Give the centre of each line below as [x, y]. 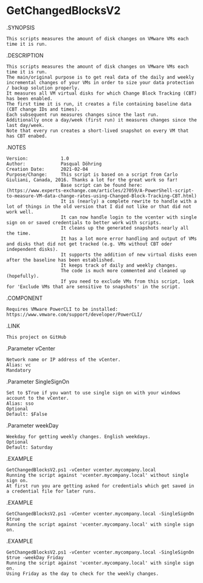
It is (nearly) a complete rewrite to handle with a [129, 201]
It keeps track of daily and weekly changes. [119, 265]
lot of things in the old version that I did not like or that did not [99, 206]
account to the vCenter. [38, 398]
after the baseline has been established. [61, 260]
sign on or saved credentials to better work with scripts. [84, 223]
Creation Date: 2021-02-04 [47, 169]
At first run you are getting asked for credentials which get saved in [100, 486]
